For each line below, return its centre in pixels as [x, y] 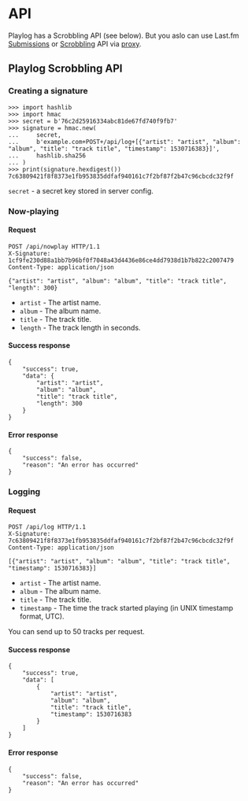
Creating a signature [48, 91]
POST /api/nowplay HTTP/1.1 [54, 246]
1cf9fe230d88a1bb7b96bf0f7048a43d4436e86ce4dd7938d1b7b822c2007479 [121, 260]
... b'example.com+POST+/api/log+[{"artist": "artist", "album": [125, 142]
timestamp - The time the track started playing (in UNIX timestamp [126, 608]
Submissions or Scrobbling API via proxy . [75, 43]
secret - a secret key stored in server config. [81, 190]
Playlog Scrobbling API [66, 69]
